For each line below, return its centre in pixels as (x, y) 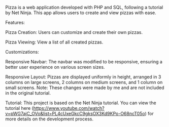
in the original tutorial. (28, 93)
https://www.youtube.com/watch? (69, 108)
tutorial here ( (20, 108)
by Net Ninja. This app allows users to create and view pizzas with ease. (81, 13)
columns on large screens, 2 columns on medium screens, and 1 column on (84, 82)
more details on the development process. (49, 119)
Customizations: (22, 52)
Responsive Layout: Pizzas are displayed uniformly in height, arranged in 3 (83, 77)
